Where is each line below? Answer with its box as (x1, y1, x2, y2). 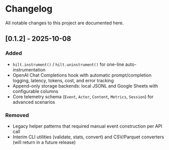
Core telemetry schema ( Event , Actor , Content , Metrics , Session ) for (12, 93, 154, 99)
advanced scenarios (12, 99, 56, 105)
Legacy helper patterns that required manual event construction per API (12, 123, 163, 129)
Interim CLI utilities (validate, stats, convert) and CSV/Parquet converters (12, 134, 164, 140)
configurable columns (12, 88, 59, 94)
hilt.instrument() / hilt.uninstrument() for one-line (12, 61, 124, 67)
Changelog (5, 3, 53, 15)
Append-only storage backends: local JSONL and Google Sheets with (12, 83, 158, 89)
